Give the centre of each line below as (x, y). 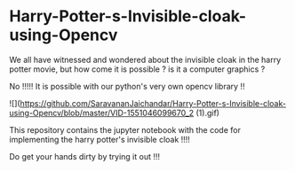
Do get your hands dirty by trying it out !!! (85, 156)
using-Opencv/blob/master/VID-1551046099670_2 (102, 113)
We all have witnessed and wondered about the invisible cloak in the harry (145, 59)
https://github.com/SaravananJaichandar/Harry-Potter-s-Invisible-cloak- (153, 103)
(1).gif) (208, 113)
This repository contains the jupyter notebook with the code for (125, 129)
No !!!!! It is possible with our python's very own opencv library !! (127, 86)
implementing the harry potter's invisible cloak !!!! (100, 139)
